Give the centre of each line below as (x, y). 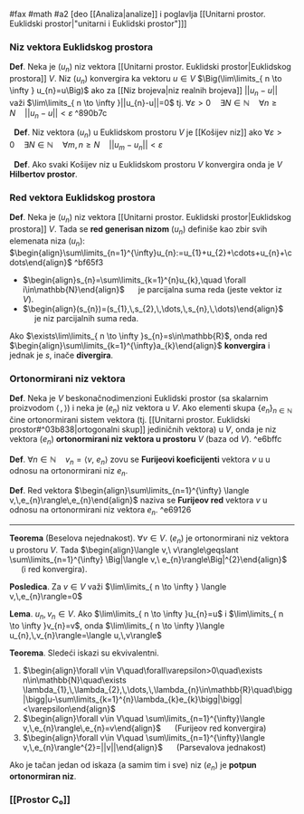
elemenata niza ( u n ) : (47, 242)
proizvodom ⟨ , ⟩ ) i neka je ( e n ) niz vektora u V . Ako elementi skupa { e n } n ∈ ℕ (151, 409)
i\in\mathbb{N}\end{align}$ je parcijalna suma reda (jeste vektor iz (152, 289)
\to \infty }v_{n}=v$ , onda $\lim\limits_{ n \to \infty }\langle (117, 626)
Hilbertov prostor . (44, 174)
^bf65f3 (89, 262)
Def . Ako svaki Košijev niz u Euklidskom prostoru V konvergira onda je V (148, 165)
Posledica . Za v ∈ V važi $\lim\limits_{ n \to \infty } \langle (118, 586)
